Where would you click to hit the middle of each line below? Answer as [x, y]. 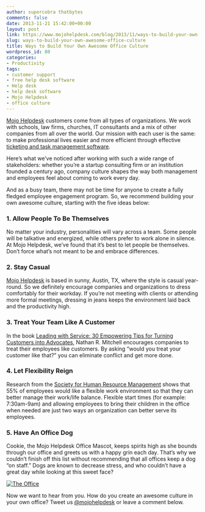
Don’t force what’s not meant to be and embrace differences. [83, 251]
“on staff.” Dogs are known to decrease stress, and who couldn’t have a [96, 466]
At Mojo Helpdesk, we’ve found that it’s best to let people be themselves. [98, 245]
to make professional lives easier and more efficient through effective [94, 140]
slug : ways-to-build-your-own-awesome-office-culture [76, 40]
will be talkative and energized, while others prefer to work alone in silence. [101, 238]
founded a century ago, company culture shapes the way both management [102, 171]
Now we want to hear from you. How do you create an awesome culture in [100, 495]
